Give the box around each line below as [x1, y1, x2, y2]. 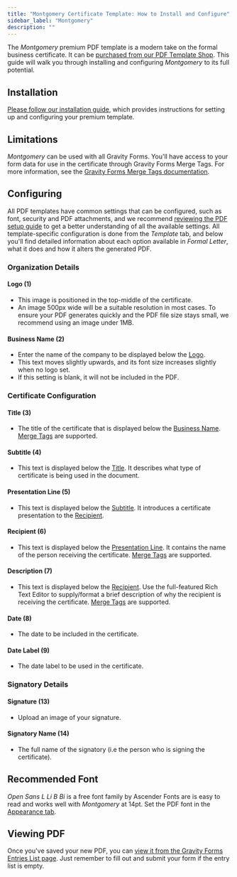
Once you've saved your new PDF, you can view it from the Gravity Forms [7, 846, 224, 855]
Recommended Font [7, 773, 99, 785]
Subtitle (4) [7, 448, 42, 456]
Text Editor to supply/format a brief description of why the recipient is [17, 591, 221, 599]
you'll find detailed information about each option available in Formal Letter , [7, 237, 228, 245]
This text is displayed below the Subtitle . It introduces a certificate [17, 503, 211, 512]
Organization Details [7, 262, 79, 272]
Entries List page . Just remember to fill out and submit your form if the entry [7, 854, 230, 863]
